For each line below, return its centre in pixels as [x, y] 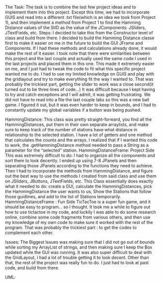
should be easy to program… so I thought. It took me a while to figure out [78, 207]
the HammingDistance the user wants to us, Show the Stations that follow [78, 191]
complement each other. [29, 233]
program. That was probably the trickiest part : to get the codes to [71, 228]
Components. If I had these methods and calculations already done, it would [81, 48]
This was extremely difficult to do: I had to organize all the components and [80, 155]
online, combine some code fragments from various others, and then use [78, 217]
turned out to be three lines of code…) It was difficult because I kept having [80, 89]
